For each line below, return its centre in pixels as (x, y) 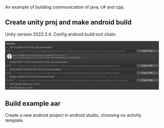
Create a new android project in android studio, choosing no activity (73, 115)
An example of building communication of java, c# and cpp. (65, 7)
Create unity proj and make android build (68, 22)
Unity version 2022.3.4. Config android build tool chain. (61, 34)
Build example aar (33, 103)
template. (15, 120)
